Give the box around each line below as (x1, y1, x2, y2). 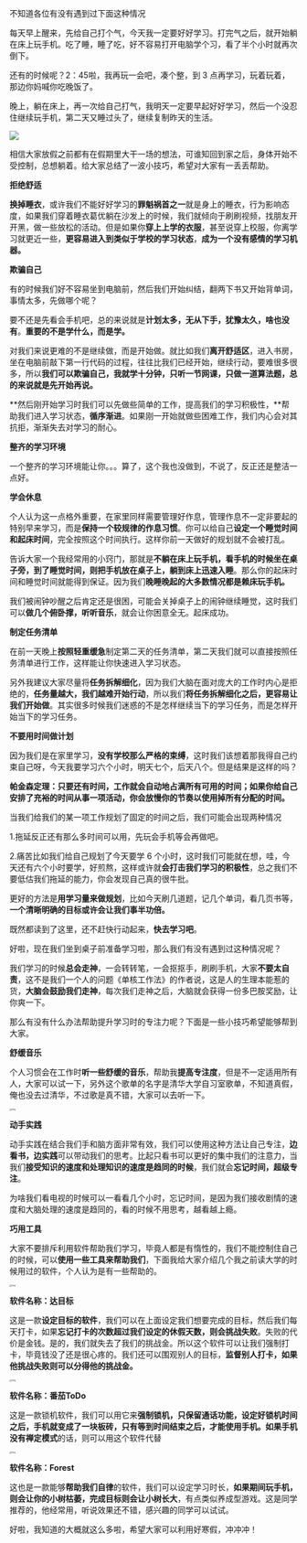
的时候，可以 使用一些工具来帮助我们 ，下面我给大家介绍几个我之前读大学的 (9, 1254, 290, 1265)
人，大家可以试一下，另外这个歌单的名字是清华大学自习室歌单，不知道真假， (9, 1078, 298, 1088)
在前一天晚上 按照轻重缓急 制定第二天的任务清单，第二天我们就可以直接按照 (9, 646, 290, 657)
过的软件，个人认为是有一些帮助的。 (25, 1266, 162, 1276)
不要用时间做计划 (9, 731, 74, 741)
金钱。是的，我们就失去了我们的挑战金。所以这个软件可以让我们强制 (25, 1338, 281, 1348)
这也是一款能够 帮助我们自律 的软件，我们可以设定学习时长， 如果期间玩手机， (9, 1482, 298, 1493)
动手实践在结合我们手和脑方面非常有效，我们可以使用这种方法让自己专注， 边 (9, 1139, 298, 1150)
